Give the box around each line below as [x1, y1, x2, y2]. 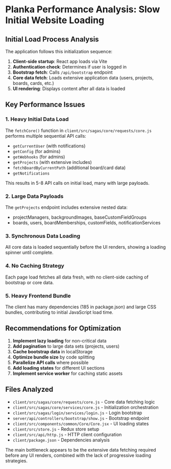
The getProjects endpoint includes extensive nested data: [5, 204, 128, 210]
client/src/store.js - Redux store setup [12, 426, 100, 432]
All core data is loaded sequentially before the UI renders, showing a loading [5, 244, 166, 250]
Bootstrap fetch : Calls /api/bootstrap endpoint [12, 69, 113, 75]
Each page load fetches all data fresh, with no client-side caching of [5, 274, 149, 280]
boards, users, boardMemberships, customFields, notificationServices [12, 219, 161, 226]
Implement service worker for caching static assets [12, 370, 123, 376]
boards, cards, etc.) [12, 80, 55, 86]
